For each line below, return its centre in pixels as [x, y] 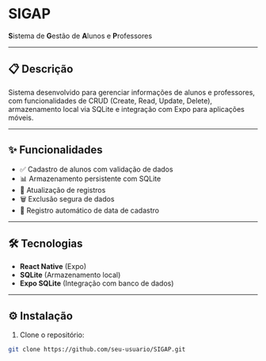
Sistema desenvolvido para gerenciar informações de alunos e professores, [132, 92]
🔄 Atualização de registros [63, 190]
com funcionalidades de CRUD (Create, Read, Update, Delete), [110, 101]
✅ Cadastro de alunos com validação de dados [96, 169]
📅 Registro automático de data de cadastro [89, 210]
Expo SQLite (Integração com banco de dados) [97, 283]
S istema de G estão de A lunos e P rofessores [80, 36]
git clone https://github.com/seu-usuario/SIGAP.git [97, 350]
